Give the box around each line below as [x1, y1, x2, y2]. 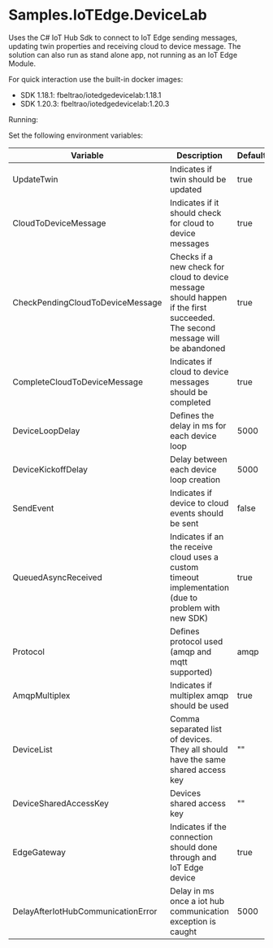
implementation [170, 582, 230, 593]
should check [170, 207, 222, 218]
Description [175, 149, 223, 160]
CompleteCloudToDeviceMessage [12, 376, 144, 388]
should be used [170, 700, 229, 711]
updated [170, 183, 202, 195]
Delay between [170, 454, 227, 465]
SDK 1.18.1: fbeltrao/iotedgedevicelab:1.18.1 [19, 90, 162, 99]
